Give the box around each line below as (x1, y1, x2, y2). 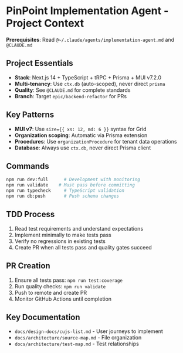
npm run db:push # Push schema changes (6, 193, 119, 199)
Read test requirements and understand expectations (14, 225, 144, 232)
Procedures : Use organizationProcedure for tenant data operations (14, 138, 177, 145)
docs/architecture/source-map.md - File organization (14, 334, 142, 341)
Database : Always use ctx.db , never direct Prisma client (14, 144, 151, 151)
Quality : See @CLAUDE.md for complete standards (14, 86, 131, 94)
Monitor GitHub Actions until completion (14, 295, 112, 302)
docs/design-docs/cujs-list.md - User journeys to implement (14, 328, 163, 335)
